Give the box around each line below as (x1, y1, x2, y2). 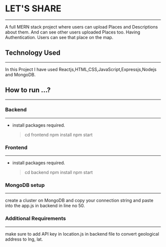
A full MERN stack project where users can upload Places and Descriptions (5, 24, 158, 30)
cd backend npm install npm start (24, 170, 93, 176)
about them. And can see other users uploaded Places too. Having (5, 29, 141, 35)
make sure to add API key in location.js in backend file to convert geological (5, 231, 160, 237)
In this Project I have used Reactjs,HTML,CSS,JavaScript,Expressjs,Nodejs (5, 66, 157, 72)
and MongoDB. (5, 71, 36, 77)
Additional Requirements (5, 215, 66, 222)
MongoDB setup (5, 182, 45, 189)
